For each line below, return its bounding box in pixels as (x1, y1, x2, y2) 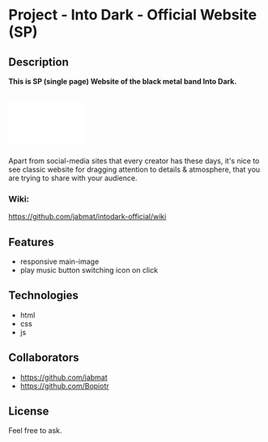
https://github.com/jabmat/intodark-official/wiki (8, 212, 167, 222)
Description (8, 55, 69, 69)
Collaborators (8, 351, 79, 365)
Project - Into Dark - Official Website (8, 6, 257, 24)
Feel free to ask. (8, 426, 62, 436)
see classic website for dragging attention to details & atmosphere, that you (8, 164, 261, 174)
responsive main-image (19, 257, 100, 266)
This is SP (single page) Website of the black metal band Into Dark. (8, 77, 237, 86)
